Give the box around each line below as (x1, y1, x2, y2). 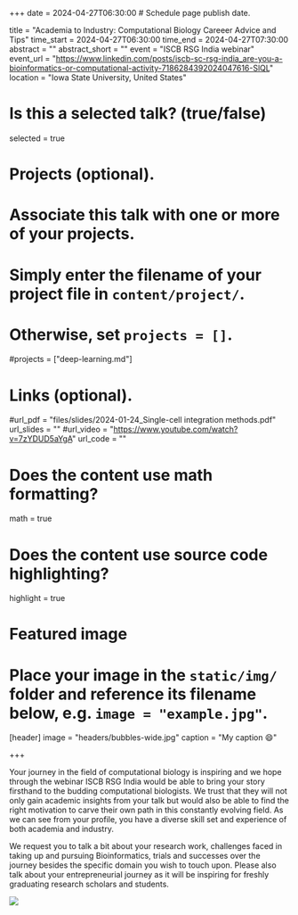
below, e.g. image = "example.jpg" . (9, 703, 269, 723)
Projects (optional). (9, 164, 156, 185)
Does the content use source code (9, 544, 269, 565)
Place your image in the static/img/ (9, 664, 278, 685)
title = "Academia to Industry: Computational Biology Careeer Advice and (9, 25, 277, 35)
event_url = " (9, 54, 56, 63)
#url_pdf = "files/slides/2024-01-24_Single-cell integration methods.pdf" (9, 415, 277, 425)
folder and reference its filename (9, 684, 256, 704)
